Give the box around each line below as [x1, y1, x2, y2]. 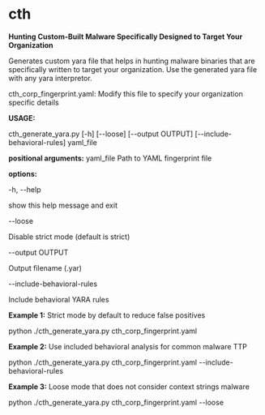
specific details [8, 97, 59, 107]
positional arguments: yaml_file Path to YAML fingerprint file [8, 153, 212, 163]
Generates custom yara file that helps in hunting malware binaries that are [8, 56, 255, 66]
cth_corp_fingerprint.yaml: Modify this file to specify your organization [8, 88, 243, 98]
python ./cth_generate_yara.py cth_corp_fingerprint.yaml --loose [8, 397, 224, 407]
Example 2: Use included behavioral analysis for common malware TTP [8, 341, 247, 351]
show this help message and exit [8, 200, 118, 210]
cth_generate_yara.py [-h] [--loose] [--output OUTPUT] [8, 129, 194, 139]
